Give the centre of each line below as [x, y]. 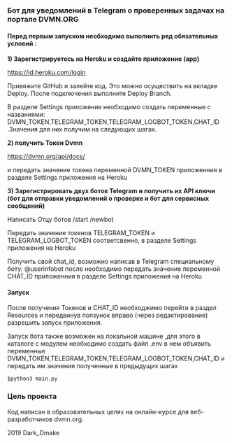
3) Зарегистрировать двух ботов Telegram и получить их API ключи [111, 191]
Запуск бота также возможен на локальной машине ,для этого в [104, 336]
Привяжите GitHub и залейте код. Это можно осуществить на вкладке [113, 86]
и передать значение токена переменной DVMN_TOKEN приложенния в [115, 170]
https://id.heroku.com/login [46, 73]
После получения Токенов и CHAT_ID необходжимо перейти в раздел [112, 308]
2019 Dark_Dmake [34, 433]
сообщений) [26, 206]
